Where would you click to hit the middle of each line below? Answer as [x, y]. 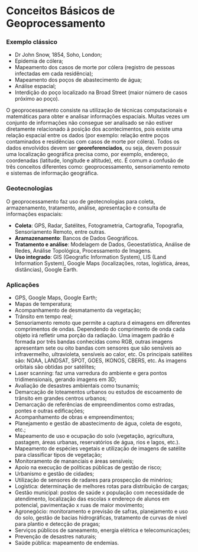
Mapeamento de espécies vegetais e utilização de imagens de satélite [100, 448]
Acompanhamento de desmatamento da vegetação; [78, 310]
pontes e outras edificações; [49, 411]
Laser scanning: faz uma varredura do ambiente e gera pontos [91, 373]
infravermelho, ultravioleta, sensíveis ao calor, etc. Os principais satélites [103, 354]
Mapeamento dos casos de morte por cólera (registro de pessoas [95, 67]
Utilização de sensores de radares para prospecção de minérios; [94, 480]
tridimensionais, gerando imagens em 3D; [66, 379]
